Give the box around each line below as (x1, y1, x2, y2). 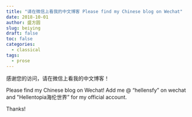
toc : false (6, 36, 33, 42)
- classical (11, 47, 41, 53)
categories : (6, 42, 35, 48)
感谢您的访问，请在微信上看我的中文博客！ (6, 75, 110, 82)
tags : (6, 52, 19, 58)
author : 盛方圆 (6, 19, 41, 25)
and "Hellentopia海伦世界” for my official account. (6, 93, 127, 101)
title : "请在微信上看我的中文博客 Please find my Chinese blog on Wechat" (6, 8, 183, 15)
